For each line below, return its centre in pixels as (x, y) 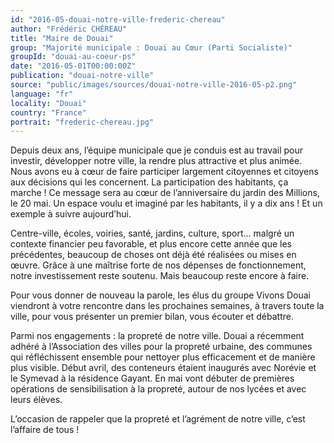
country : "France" (48, 112)
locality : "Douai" (48, 103)
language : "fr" (42, 94)
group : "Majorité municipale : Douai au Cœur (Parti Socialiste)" (151, 47)
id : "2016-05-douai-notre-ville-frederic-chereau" (118, 19)
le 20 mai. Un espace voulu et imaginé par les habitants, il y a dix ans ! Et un (166, 203)
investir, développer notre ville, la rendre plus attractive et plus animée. (156, 161)
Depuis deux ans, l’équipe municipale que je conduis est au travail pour (157, 150)
